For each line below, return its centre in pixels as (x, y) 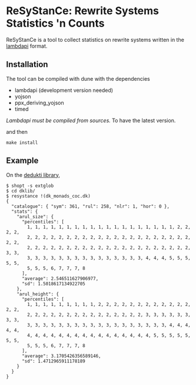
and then (17, 131)
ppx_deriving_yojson (39, 103)
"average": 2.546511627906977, (60, 278)
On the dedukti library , (33, 175)
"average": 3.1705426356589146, (61, 356)
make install (22, 143)
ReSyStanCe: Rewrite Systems (83, 11)
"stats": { (25, 211)
